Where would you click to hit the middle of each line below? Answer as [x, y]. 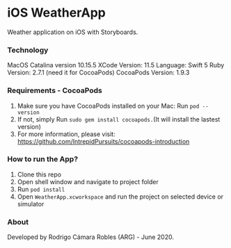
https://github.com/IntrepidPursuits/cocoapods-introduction [103, 141]
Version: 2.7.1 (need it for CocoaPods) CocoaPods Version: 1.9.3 [98, 73]
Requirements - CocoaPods [55, 90]
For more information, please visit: [66, 134]
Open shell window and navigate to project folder [88, 181]
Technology [28, 50]
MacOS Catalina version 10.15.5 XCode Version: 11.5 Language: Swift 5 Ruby [116, 65]
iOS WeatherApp [56, 13]
